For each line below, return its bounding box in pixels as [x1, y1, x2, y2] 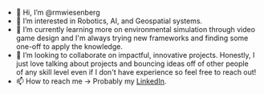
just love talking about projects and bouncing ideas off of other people [15, 59, 249, 68]
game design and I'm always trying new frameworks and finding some [15, 33, 249, 43]
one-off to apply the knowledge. [15, 42, 123, 51]
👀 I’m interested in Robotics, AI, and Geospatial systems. [15, 16, 203, 26]
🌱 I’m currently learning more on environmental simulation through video [15, 25, 255, 34]
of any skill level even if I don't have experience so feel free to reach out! [15, 67, 257, 76]
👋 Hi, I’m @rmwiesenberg [15, 8, 100, 17]
